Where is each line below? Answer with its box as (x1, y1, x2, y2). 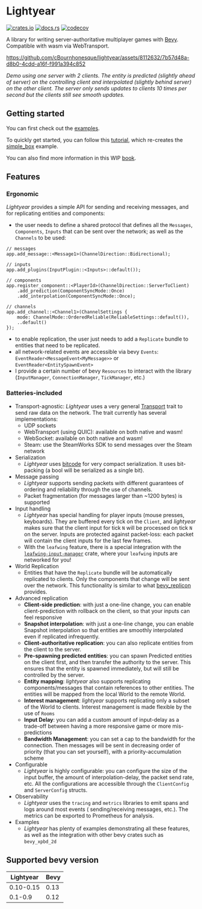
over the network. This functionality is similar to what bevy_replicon (23, 582, 191, 589)
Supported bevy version (6, 855, 99, 865)
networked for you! (23, 556, 72, 563)
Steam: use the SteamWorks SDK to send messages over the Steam (23, 441, 192, 448)
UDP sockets (23, 421, 57, 429)
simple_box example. (6, 143, 59, 150)
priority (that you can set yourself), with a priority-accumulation (23, 748, 182, 755)
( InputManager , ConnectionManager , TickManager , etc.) (14, 374, 145, 381)
